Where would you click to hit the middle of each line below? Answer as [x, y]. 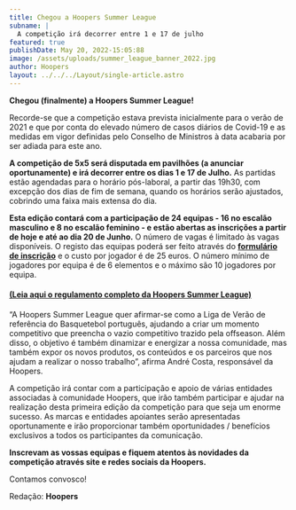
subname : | [29, 26]
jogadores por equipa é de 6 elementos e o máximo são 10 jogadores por [143, 265]
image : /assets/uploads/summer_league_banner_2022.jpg [113, 59]
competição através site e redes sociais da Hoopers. [108, 461]
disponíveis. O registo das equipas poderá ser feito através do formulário [143, 246]
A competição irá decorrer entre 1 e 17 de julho [110, 34]
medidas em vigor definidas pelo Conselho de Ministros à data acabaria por [148, 136]
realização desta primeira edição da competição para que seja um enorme [145, 407]
